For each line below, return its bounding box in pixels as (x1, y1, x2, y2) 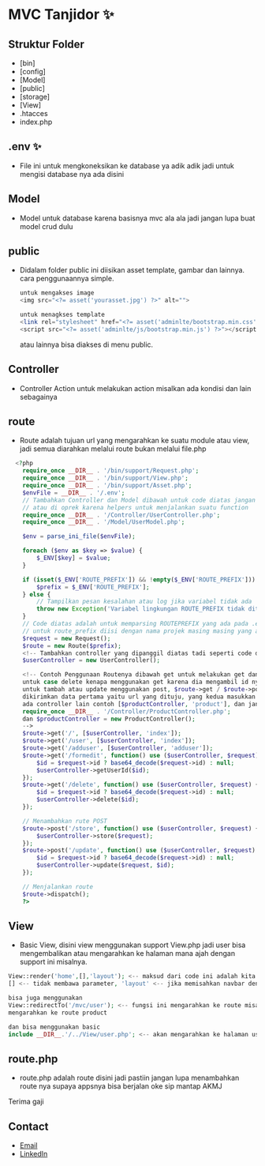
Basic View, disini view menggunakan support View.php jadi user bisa (19, 940, 246, 950)
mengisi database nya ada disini (19, 169, 125, 179)
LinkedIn (19, 1149, 48, 1159)
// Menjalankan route (22, 882, 93, 890)
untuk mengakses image (19, 289, 95, 297)
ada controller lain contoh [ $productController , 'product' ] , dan (22, 700, 245, 708)
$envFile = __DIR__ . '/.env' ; (22, 488, 125, 497)
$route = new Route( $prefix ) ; (22, 641, 122, 649)
